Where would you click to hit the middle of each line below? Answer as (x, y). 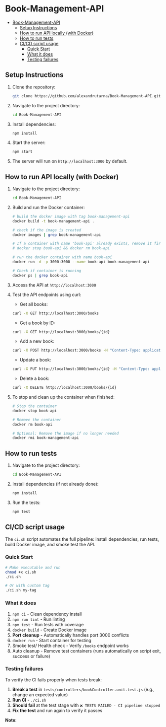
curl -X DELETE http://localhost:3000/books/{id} (64, 388)
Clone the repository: (34, 87)
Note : (11, 720)
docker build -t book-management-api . (53, 221)
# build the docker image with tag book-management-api (71, 217)
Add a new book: (37, 341)
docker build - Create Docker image (49, 630)
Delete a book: (34, 378)
